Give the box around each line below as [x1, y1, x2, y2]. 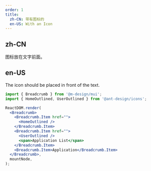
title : [5, 12, 19, 17]
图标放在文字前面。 [5, 54, 45, 60]
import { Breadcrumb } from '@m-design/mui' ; [5, 91, 102, 97]
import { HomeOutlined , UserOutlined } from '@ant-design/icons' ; [5, 96, 147, 101]
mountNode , [10, 156, 33, 162]
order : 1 [5, 7, 24, 13]
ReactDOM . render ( [5, 105, 42, 110]
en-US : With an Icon [10, 21, 53, 27]
